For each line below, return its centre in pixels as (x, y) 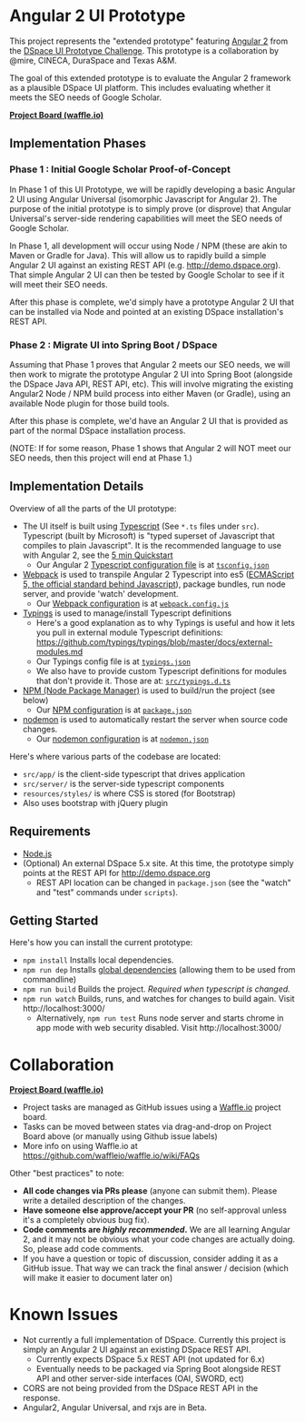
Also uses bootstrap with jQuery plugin (95, 802)
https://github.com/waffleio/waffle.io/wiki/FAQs (111, 1155)
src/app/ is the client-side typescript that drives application (133, 773)
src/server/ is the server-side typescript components (123, 783)
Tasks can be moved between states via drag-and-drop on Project (147, 1127)
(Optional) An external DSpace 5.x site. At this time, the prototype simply (158, 863)
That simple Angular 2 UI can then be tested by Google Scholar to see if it (147, 275)
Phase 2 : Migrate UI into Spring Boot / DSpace (113, 345)
